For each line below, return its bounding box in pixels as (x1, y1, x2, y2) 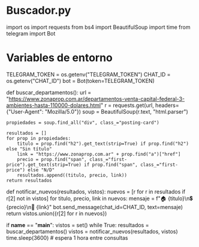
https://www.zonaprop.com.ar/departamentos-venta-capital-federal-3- (8, 95, 185, 102)
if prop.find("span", (83, 162, 138, 168)
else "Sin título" (6, 145, 52, 152)
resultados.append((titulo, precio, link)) (17, 172, 128, 178)
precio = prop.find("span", (17, 156, 87, 162)
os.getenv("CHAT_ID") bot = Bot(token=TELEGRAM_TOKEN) (6, 77, 155, 84)
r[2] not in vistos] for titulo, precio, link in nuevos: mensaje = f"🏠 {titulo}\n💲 (6, 195, 193, 202)
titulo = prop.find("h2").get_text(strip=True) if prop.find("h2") (17, 141, 189, 147)
